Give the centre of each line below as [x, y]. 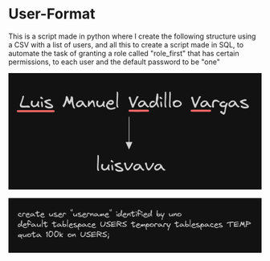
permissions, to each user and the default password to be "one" [115, 62]
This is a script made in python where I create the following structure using [132, 36]
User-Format [52, 14]
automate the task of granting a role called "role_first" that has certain [124, 53]
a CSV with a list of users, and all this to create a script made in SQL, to [126, 44]
